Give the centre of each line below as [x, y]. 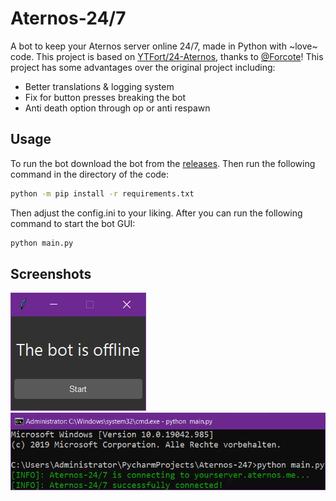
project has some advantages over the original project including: [143, 67]
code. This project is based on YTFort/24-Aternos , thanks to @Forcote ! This [167, 56]
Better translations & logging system [99, 86]
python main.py [42, 243]
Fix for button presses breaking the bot [105, 97]
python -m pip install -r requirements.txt [102, 193]
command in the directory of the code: [90, 174]
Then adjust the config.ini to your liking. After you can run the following [156, 213]
